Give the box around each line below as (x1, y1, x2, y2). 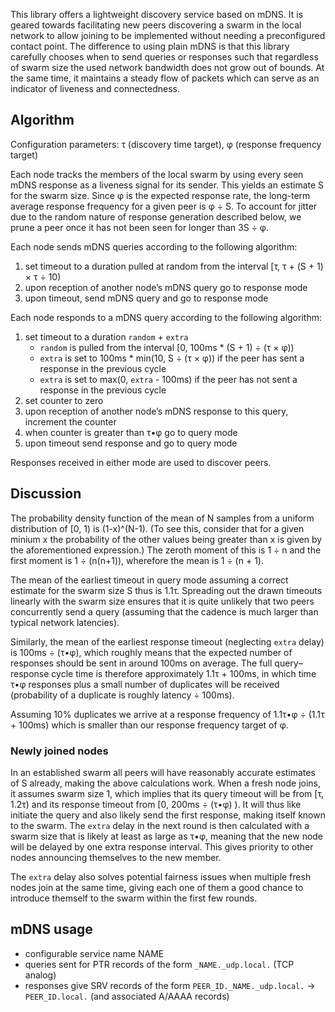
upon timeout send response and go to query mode (24, 437, 238, 449)
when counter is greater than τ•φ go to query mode (24, 426, 238, 438)
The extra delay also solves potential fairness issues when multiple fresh (10, 870, 312, 883)
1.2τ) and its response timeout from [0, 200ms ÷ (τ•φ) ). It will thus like (10, 798, 302, 810)
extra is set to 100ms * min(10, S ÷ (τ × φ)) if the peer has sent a (39, 352, 305, 364)
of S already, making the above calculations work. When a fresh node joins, (10, 777, 322, 789)
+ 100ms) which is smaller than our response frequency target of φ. (10, 719, 289, 731)
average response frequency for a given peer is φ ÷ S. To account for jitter (10, 200, 318, 212)
